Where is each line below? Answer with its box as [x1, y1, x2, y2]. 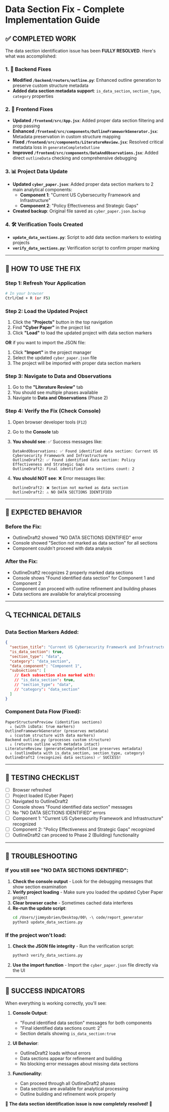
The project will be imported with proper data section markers [12, 360, 141, 366]
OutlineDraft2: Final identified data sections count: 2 [12, 466, 135, 471]
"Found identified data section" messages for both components [20, 1020, 152, 1026]
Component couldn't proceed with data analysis [12, 545, 112, 551]
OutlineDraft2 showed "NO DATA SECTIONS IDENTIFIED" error [12, 535, 143, 541]
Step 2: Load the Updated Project [5, 307, 88, 314]
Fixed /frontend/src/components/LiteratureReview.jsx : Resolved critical [12, 139, 163, 145]
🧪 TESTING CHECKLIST [5, 773, 79, 782]
